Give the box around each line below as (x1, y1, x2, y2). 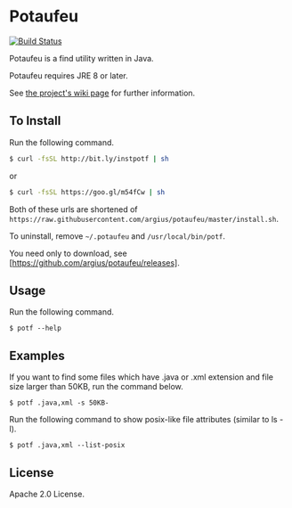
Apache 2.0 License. (9, 488, 85, 499)
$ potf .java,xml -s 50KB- (9, 398, 109, 407)
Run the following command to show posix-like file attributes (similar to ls (9, 414, 278, 425)
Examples (9, 348, 65, 363)
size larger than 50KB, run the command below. (9, 381, 184, 392)
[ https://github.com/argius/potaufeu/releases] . (9, 257, 181, 268)
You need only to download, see (9, 248, 127, 258)
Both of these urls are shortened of (9, 203, 138, 215)
